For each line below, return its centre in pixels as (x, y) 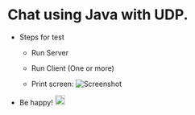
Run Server (50, 52)
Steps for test (42, 37)
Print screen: (52, 84)
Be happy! (36, 102)
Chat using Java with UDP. (98, 15)
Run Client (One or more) (73, 68)
